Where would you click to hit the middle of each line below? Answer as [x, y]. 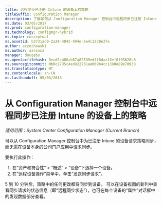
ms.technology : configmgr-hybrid [39, 32]
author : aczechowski [26, 46]
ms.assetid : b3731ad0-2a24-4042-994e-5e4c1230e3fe [57, 42]
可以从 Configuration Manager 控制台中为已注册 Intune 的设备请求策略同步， [82, 140]
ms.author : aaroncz [25, 50]
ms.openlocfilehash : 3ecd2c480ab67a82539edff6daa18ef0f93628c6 [71, 60]
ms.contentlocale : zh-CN [30, 73]
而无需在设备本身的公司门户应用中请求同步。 [50, 147]
